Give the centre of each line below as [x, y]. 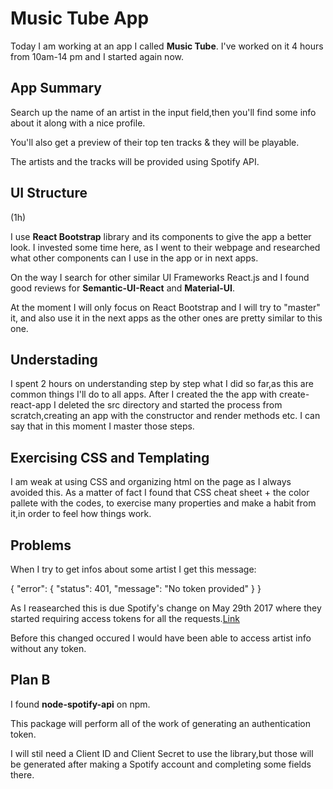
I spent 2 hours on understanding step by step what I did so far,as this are [162, 384]
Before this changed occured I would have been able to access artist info [161, 638]
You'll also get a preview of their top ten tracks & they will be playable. [155, 142]
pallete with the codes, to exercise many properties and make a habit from [163, 503]
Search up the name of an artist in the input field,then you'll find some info [163, 112]
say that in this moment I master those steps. [102, 426]
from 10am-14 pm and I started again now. [97, 56]
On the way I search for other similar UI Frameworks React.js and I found [160, 277]
